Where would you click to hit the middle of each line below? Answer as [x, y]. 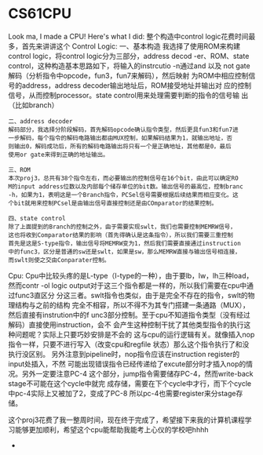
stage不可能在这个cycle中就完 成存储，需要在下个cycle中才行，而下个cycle [130, 383]
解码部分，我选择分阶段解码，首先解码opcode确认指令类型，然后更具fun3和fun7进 [123, 129]
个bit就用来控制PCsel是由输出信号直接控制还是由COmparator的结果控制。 [113, 203]
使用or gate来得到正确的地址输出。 [58, 155]
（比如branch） [33, 105]
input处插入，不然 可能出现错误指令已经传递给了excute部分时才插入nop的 [127, 364]
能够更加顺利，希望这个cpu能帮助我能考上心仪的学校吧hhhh [111, 429]
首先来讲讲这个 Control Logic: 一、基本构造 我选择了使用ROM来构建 [131, 46]
